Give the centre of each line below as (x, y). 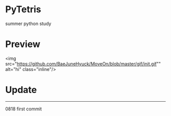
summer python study (28, 24)
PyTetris (23, 9)
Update (21, 90)
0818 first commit (24, 109)
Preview (23, 44)
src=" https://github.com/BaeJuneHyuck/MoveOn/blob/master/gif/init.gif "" (83, 64)
